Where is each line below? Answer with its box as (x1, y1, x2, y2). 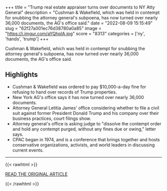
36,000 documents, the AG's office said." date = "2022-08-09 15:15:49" (5, 20, 153, 26)
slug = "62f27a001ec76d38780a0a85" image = (5, 25, 102, 31)
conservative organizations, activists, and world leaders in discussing (12, 142, 155, 148)
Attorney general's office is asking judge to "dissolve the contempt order (12, 120, 162, 126)
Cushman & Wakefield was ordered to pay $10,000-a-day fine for (12, 84, 147, 90)
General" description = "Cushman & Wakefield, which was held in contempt (5, 9, 160, 15)
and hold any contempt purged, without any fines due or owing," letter (12, 126, 157, 132)
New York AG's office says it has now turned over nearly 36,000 (12, 94, 144, 100)
